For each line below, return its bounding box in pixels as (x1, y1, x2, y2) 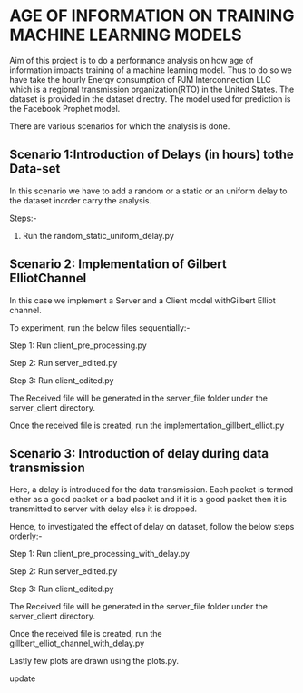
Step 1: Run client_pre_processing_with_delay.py (9, 549, 191, 559)
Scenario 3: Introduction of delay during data (9, 446, 269, 461)
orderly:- (9, 530, 43, 541)
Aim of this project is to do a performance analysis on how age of (9, 54, 254, 65)
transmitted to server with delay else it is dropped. (9, 503, 198, 514)
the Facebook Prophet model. (9, 103, 121, 114)
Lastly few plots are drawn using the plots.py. (9, 656, 180, 667)
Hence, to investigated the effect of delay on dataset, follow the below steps (9, 521, 295, 532)
